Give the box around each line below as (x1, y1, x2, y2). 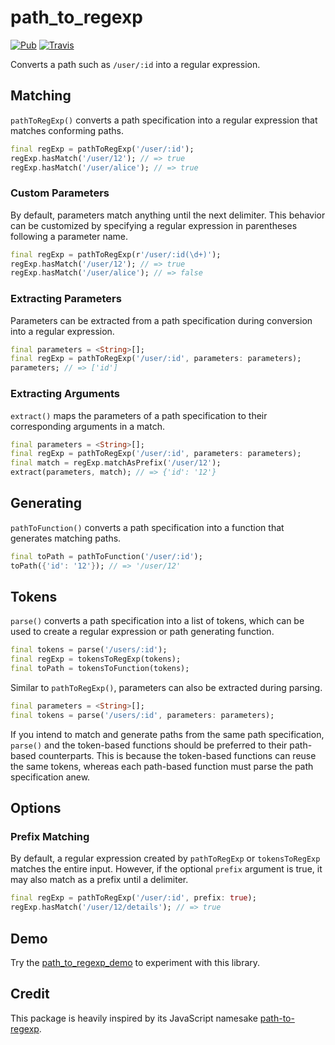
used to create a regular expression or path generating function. (10, 626, 275, 638)
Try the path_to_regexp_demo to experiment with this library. (10, 957, 261, 969)
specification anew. (10, 771, 91, 783)
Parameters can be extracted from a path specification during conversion (10, 314, 313, 326)
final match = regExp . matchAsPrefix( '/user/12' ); (10, 458, 222, 468)
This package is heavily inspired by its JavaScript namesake (10, 1012, 258, 1024)
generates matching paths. (10, 532, 122, 544)
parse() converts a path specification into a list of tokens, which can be (10, 615, 305, 627)
